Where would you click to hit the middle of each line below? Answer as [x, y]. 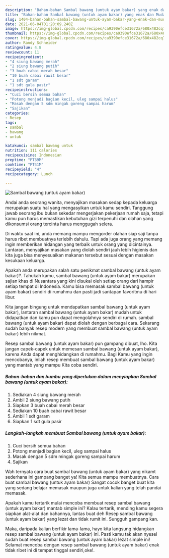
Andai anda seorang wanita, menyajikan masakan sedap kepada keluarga [81, 202]
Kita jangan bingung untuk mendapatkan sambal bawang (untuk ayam [78, 307]
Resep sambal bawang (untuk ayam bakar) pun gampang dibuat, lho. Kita [81, 343]
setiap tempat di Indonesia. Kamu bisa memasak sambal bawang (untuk [80, 286]
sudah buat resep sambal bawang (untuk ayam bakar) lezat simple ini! [78, 540]
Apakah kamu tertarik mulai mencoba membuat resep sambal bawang [78, 503]
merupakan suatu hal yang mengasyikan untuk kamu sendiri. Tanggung [79, 208]
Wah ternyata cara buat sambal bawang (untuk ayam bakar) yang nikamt [80, 472]
